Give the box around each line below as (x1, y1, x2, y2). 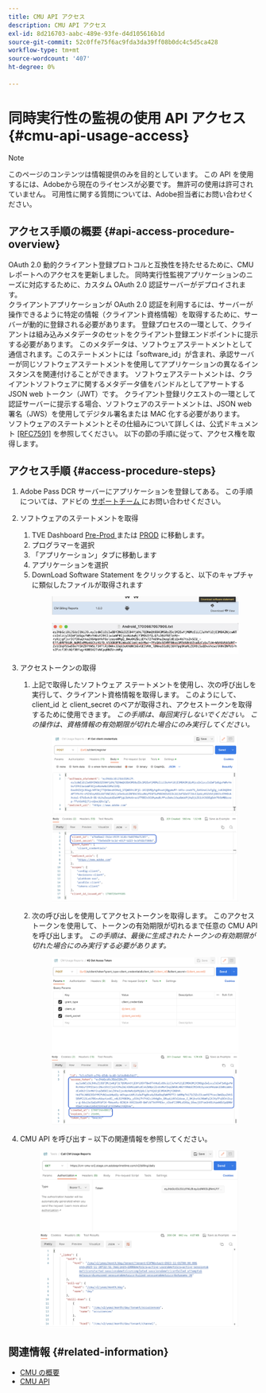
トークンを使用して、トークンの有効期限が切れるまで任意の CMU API (31, 921, 258, 930)
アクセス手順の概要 (8, 225, 102, 239)
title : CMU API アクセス (8, 13, 86, 21)
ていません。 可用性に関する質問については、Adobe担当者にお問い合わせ (8, 189, 248, 199)
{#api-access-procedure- (103, 225, 235, 239)
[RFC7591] (17, 429, 52, 438)
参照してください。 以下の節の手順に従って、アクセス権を (60, 429, 249, 438)
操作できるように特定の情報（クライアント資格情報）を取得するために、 (8, 309, 245, 319)
